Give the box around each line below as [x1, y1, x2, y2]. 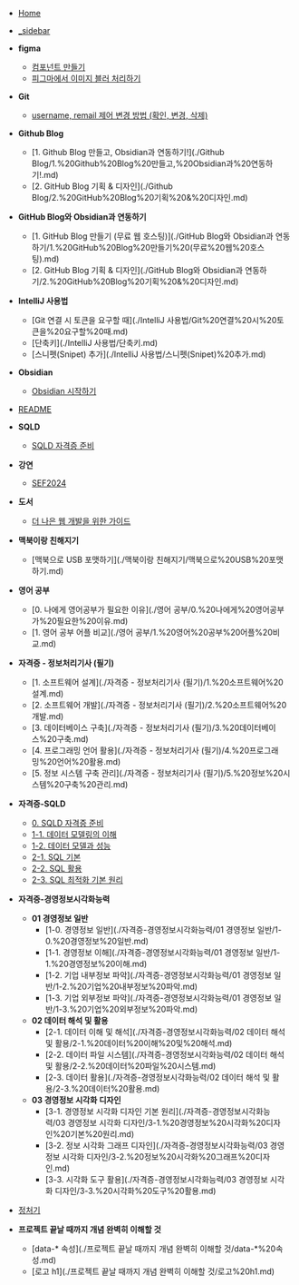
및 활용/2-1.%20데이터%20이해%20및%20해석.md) [44, 1038, 233, 1048]
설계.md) [31, 688, 64, 698]
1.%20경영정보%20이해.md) [44, 958, 148, 969]
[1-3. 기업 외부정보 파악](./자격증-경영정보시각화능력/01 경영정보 [44, 993, 273, 1003]
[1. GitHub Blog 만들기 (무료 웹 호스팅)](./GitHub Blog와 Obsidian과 [31, 231, 274, 242]
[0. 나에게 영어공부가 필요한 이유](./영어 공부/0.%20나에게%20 [31, 604, 256, 615]
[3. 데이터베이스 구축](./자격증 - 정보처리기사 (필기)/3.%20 [31, 722, 240, 733]
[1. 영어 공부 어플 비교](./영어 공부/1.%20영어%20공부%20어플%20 [31, 627, 274, 638]
